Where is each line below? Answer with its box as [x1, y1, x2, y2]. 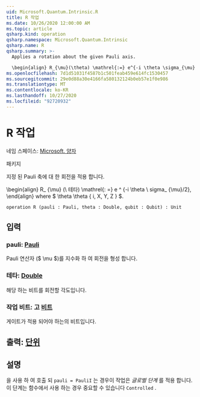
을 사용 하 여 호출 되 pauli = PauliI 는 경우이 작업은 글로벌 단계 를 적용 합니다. [6, 376, 193, 384]
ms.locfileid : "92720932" [6, 98, 71, 104]
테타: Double [6, 272, 43, 280]
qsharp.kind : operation [6, 31, 66, 37]
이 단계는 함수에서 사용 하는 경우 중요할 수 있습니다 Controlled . [6, 384, 157, 392]
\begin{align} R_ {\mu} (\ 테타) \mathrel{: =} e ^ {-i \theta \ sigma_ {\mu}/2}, [6, 185, 192, 193]
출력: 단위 [6, 337, 40, 348]
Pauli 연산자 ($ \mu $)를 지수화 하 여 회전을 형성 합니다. [6, 255, 137, 262]
